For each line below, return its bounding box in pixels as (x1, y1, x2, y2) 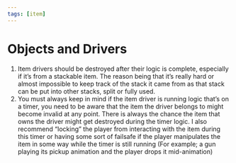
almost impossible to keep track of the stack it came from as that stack (17, 79, 225, 88)
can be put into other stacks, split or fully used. (17, 86, 156, 96)
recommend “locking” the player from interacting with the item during (17, 125, 221, 133)
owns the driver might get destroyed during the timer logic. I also (17, 117, 208, 125)
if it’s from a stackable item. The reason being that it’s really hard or (17, 72, 215, 80)
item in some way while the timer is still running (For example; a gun (17, 140, 216, 148)
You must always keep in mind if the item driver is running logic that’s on (17, 94, 229, 103)
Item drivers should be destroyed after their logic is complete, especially (17, 64, 229, 73)
